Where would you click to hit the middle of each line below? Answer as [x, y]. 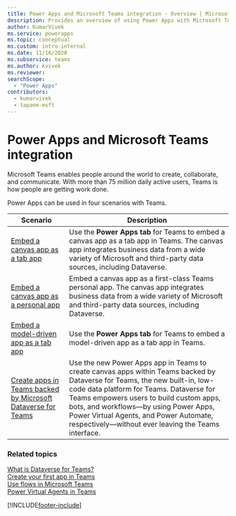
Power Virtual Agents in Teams [52, 491]
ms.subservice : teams [39, 60]
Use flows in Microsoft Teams [50, 484]
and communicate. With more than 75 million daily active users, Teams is [112, 181]
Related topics [32, 454]
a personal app [35, 305]
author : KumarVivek [36, 27]
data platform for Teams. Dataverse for [151, 389]
